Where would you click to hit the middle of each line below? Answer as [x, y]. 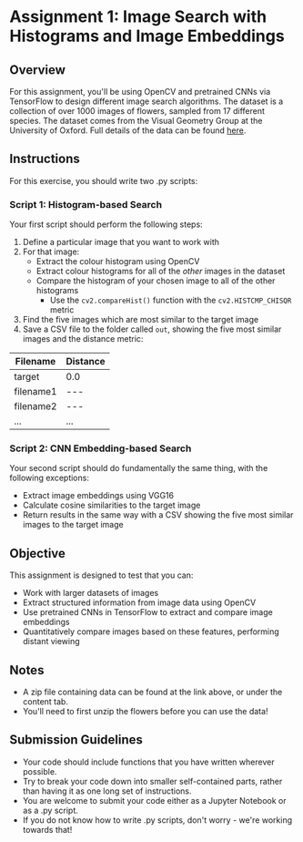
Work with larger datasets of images [91, 593]
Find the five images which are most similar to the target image [141, 320]
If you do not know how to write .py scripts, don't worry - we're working [157, 820]
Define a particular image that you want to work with [121, 242]
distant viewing [51, 642]
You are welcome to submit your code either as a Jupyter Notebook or [154, 800]
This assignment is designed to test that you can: [101, 575]
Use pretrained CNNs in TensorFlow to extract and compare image [147, 612]
